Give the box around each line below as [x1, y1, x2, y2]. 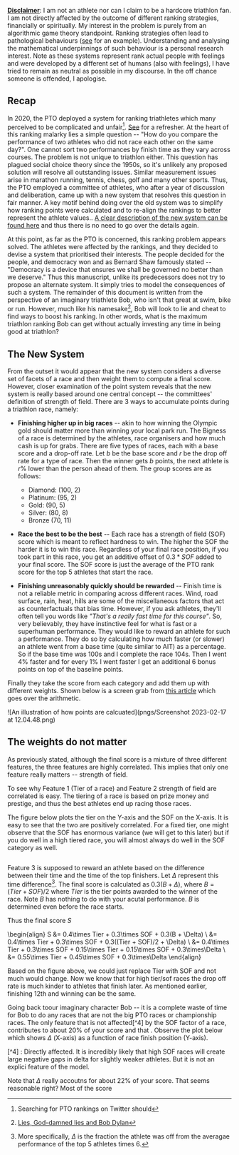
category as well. [7, 843, 58, 852]
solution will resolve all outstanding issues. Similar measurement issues [7, 168, 217, 177]
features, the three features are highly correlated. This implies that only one [7, 762, 229, 771]
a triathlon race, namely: [7, 405, 79, 413]
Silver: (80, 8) [28, 508, 69, 517]
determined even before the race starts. [7, 902, 124, 911]
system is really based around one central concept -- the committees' [7, 389, 213, 398]
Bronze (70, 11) [28, 515, 72, 524]
